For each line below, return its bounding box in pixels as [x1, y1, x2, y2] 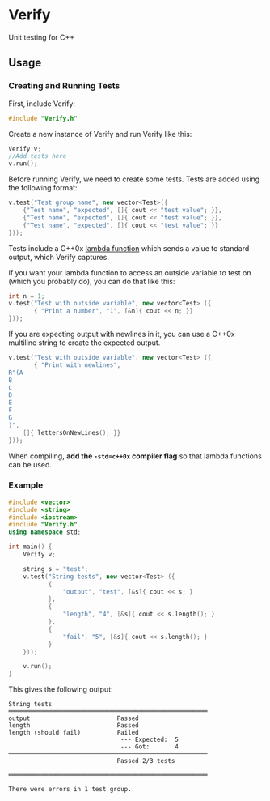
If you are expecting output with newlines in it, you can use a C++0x [8, 330, 236, 339]
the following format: [8, 183, 78, 193]
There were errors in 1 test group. [8, 786, 132, 794]
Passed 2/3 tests [116, 757, 175, 765]
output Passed [8, 714, 139, 722]
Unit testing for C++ [8, 32, 75, 42]
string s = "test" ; [23, 565, 89, 573]
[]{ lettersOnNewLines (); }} [23, 428, 121, 437]
